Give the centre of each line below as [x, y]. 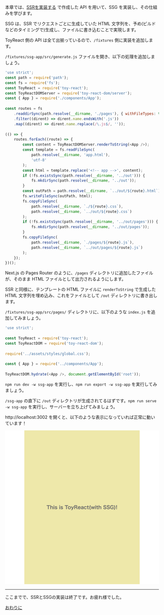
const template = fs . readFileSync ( [59, 150]
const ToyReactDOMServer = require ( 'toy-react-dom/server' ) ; [69, 93]
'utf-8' [39, 160]
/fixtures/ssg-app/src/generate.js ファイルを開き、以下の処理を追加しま [80, 57]
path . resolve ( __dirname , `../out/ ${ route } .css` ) [82, 211]
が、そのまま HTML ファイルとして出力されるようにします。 [65, 279]
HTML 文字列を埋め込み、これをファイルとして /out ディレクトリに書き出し [81, 296]
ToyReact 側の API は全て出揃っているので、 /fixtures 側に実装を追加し [77, 40]
